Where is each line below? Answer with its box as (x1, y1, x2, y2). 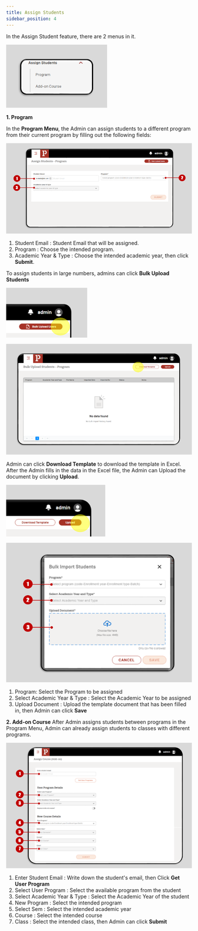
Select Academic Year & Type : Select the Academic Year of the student (14, 893, 190, 900)
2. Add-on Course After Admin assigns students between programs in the (6, 718, 186, 726)
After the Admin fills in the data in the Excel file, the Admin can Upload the (6, 467, 186, 474)
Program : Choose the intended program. (14, 246, 115, 253)
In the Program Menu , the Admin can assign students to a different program (6, 125, 191, 132)
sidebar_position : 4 (6, 15, 57, 22)
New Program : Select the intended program (14, 899, 122, 906)
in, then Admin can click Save (14, 707, 87, 714)
